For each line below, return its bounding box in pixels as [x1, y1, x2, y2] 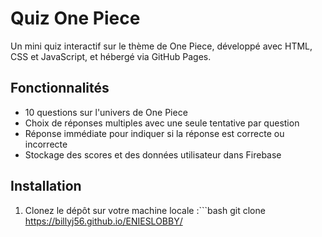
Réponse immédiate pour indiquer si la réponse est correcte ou [24, 127, 285, 139]
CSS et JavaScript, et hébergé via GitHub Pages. [10, 50, 212, 62]
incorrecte [24, 138, 68, 150]
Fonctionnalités [10, 80, 110, 97]
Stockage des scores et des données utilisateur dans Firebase [24, 148, 282, 161]
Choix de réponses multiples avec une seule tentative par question [24, 117, 300, 129]
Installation [10, 178, 82, 195]
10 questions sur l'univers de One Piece [24, 106, 188, 118]
